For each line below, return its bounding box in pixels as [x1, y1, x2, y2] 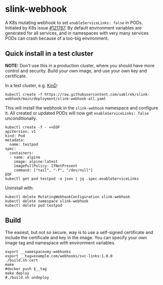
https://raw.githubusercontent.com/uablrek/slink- [44, 92, 150, 97]
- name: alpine [9, 155, 41, 160]
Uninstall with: [5, 185, 34, 191]
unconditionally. [5, 115, 37, 121]
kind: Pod [5, 133, 25, 138]
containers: [9, 151, 34, 155]
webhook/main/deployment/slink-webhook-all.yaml [5, 96, 106, 101]
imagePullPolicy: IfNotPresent [14, 163, 78, 168]
